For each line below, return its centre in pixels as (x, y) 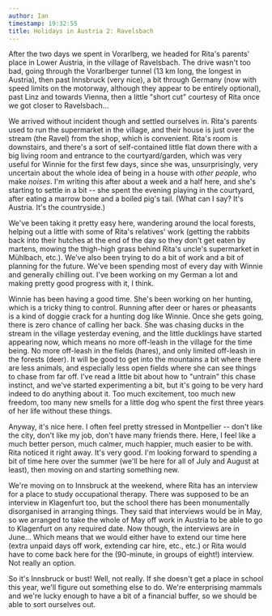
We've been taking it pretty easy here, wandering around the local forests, (132, 223)
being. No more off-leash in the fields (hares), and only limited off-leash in (132, 351)
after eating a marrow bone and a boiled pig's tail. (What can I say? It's (126, 199)
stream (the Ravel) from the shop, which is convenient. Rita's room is (123, 139)
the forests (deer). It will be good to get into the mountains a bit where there (135, 359)
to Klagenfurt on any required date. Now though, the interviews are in (124, 528)
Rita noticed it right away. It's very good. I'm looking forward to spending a (133, 453)
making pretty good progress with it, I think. (81, 284)
